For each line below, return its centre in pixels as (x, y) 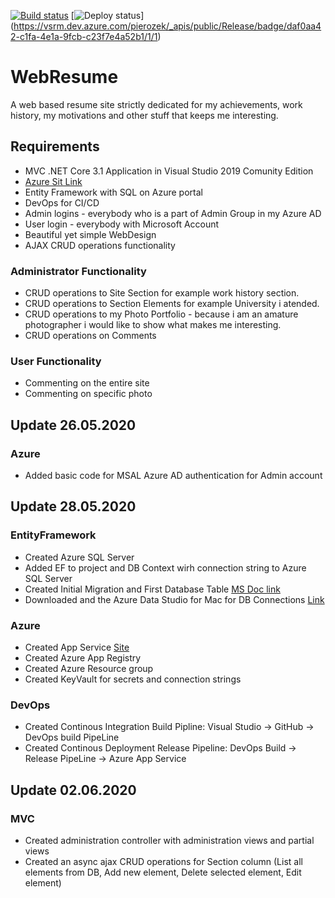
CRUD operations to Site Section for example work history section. (162, 293)
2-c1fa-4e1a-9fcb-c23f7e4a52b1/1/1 (84, 36)
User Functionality (56, 361)
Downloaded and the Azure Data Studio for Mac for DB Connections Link (174, 599)
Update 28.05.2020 (73, 506)
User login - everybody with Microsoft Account (122, 224)
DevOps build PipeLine (72, 737)
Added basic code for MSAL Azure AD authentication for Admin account (173, 476)
